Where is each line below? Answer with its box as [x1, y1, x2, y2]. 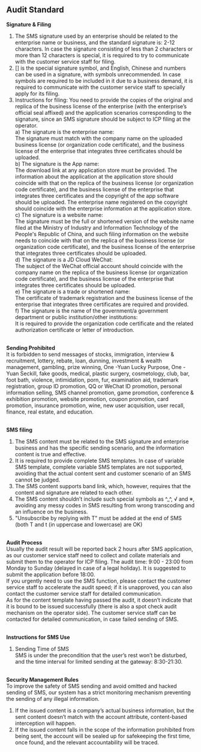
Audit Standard [6, 5, 64, 15]
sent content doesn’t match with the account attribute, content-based [14, 713, 188, 720]
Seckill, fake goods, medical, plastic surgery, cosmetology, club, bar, [20, 370, 190, 377]
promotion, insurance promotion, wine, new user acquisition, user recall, [6, 402, 185, 409]
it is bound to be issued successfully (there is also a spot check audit [6, 602, 177, 610]
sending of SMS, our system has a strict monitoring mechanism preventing [6, 688, 191, 696]
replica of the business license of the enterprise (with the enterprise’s [14, 102, 187, 110]
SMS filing [6, 426, 33, 433]
